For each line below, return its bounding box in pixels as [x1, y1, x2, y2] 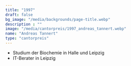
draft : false [5, 12, 33, 17]
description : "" [5, 21, 42, 27]
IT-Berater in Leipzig [12, 55, 56, 61]
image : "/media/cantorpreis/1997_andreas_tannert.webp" [5, 26, 126, 31]
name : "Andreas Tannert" [5, 31, 58, 36]
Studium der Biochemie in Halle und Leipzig [12, 49, 104, 56]
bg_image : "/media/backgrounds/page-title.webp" [5, 17, 111, 22]
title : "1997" [5, 7, 36, 13]
